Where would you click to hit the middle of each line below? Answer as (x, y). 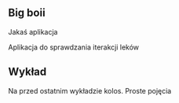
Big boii (27, 13)
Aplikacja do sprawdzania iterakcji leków (74, 47)
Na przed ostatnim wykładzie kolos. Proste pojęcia (90, 90)
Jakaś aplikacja (33, 31)
